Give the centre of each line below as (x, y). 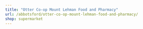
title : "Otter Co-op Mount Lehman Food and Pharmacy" (62, 10)
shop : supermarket (24, 19)
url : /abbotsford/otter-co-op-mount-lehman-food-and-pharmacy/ (72, 14)
